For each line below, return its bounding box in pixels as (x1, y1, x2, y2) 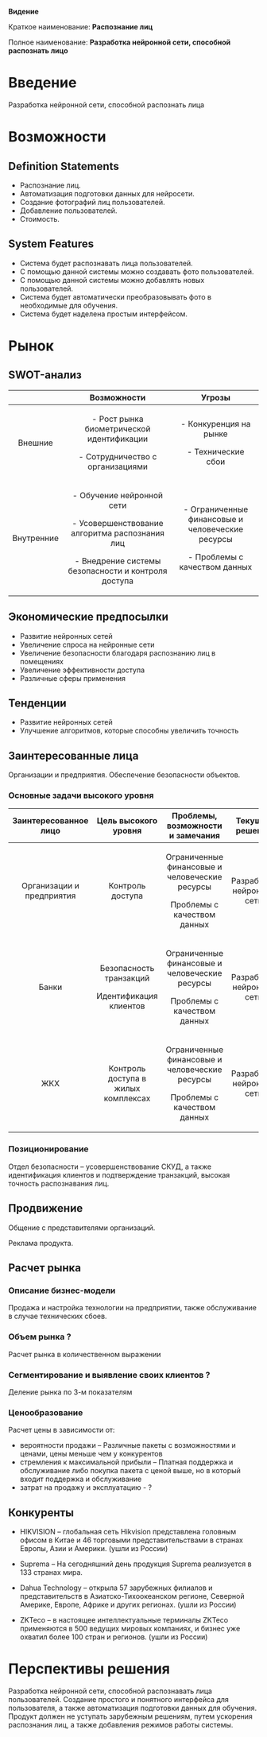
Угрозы (200, 392, 230, 403)
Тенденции (8, 696, 67, 710)
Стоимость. (19, 214, 60, 223)
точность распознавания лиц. (8, 1178, 110, 1188)
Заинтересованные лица (8, 749, 139, 762)
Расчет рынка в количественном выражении (8, 1349, 161, 1359)
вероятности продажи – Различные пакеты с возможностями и (19, 1441, 236, 1450)
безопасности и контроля (68, 565, 168, 576)
